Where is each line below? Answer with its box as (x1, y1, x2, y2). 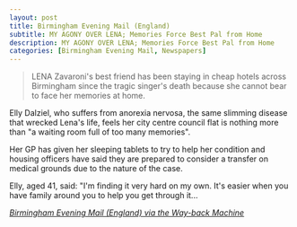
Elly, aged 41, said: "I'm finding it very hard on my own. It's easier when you (9, 180, 289, 191)
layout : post (9, 13, 58, 22)
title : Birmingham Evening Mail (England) (9, 22, 170, 31)
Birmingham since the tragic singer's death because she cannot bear (31, 81, 287, 92)
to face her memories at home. (31, 91, 146, 101)
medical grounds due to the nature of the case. (9, 163, 184, 174)
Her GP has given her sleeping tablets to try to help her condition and (9, 144, 266, 155)
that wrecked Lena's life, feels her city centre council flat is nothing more (9, 118, 279, 128)
